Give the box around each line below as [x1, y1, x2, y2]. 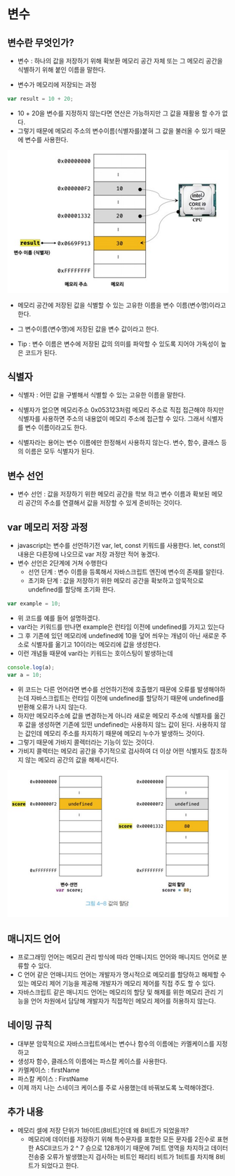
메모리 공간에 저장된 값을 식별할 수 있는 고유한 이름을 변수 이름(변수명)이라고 [17, 301, 227, 309]
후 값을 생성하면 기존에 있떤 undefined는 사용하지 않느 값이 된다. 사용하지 [17, 720, 219, 729]
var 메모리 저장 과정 [7, 521, 88, 533]
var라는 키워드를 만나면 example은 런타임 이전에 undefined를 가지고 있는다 [17, 623, 225, 631]
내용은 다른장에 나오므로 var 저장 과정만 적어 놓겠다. [17, 550, 160, 558]
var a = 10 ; [7, 671, 42, 678]
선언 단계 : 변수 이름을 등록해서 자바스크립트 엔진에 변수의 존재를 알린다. [27, 568, 224, 576]
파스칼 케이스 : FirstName [17, 1075, 89, 1083]
